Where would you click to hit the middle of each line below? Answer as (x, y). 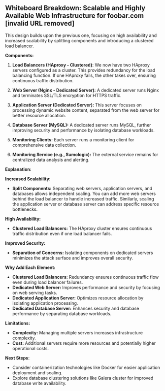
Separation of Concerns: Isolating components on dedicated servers (82, 253)
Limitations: (18, 323)
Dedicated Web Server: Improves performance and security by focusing (86, 287)
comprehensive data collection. (44, 145)
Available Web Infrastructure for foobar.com (75, 16)
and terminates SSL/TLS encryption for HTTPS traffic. (67, 95)
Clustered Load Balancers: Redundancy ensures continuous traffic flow (85, 277)
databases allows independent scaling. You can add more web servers (84, 194)
